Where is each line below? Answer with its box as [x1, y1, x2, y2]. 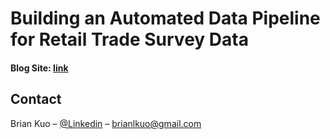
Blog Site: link [10, 62, 69, 74]
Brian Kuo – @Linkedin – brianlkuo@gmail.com [10, 117, 202, 129]
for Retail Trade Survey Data [10, 28, 249, 51]
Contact [10, 91, 62, 108]
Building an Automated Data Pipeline [10, 7, 321, 30]
